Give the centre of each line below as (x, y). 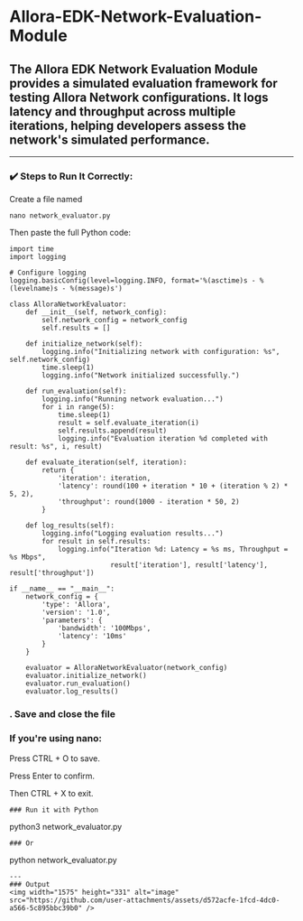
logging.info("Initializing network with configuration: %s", (161, 352)
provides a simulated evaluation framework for (143, 83)
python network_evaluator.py (63, 860)
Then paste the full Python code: (70, 233)
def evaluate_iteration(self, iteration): (106, 462)
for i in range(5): (78, 407)
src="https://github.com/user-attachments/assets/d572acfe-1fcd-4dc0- (145, 900)
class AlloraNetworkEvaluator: (68, 304)
